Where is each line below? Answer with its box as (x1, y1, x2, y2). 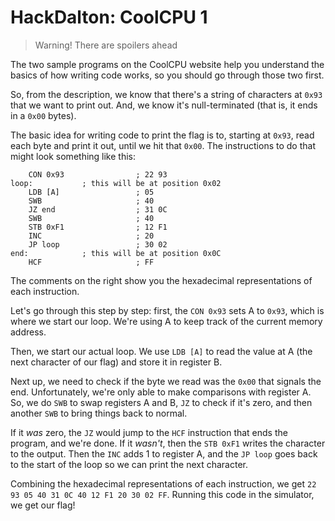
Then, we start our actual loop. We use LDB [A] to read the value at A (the (10, 345, 313, 357)
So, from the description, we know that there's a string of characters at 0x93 (10, 88, 323, 100)
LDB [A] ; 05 (28, 187, 155, 197)
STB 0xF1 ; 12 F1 (28, 222, 168, 232)
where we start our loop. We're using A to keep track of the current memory (10, 315, 323, 327)
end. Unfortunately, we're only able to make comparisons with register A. (10, 386, 312, 398)
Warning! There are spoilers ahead (34, 39, 178, 51)
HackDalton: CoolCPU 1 (10, 6, 208, 29)
